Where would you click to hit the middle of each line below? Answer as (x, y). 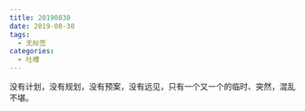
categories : (32, 51)
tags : (20, 34)
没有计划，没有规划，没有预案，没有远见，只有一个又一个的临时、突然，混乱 (152, 86)
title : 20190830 (40, 18)
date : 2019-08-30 (42, 26)
